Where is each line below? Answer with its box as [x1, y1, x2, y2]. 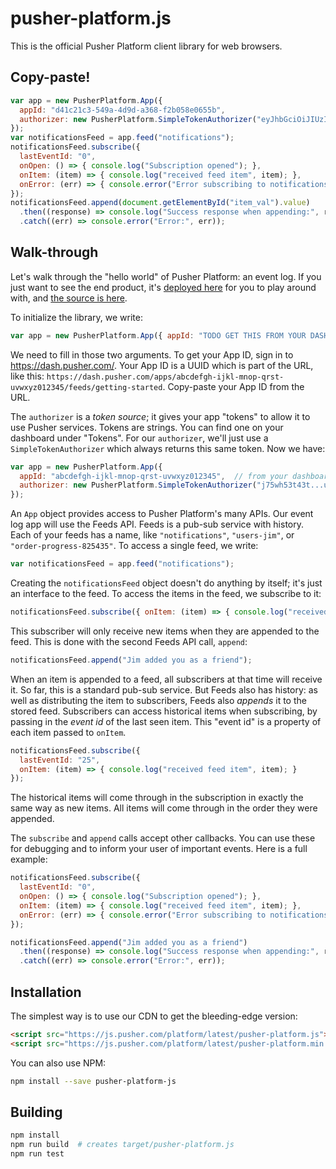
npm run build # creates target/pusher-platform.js [10, 1140, 235, 1150]
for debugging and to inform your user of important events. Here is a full [10, 843, 308, 855]
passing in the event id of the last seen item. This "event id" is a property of [10, 715, 322, 727]
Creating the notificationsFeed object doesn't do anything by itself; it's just [10, 577, 323, 589]
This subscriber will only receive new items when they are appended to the [10, 625, 320, 637]
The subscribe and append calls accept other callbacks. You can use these [10, 832, 316, 844]
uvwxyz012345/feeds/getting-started [10, 382, 163, 392]
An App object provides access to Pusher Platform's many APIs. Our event [10, 508, 314, 520]
